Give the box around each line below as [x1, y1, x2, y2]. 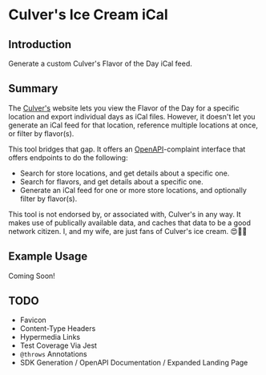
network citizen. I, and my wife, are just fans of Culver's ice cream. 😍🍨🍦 [8, 226, 248, 236]
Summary [8, 82, 58, 95]
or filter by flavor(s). [8, 128, 75, 138]
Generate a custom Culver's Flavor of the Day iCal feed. [8, 58, 192, 68]
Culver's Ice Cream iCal [8, 6, 168, 24]
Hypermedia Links [19, 333, 81, 342]
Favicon [19, 315, 46, 325]
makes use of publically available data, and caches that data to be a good [8, 218, 251, 228]
